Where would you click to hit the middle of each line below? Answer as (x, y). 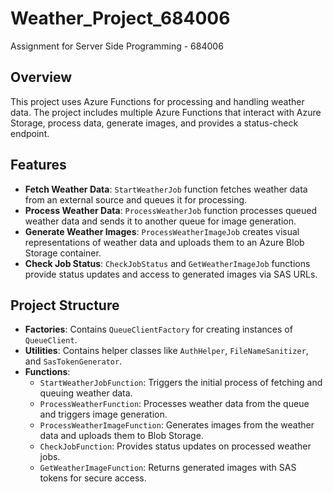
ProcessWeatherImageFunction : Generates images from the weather (177, 425)
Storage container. (63, 253)
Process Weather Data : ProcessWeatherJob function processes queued (171, 210)
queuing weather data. (86, 393)
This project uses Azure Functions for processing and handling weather (157, 101)
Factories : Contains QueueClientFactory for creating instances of (158, 329)
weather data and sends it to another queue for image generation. (160, 221)
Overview (41, 77)
